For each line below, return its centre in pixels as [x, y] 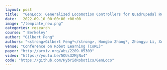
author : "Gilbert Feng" [30, 37]
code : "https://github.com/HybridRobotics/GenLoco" [60, 60]
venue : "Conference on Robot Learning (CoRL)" [54, 46]
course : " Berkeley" [27, 33]
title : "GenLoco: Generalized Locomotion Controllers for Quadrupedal [81, 14]
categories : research [28, 28]
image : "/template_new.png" [34, 23]
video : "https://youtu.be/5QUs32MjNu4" [46, 55]
